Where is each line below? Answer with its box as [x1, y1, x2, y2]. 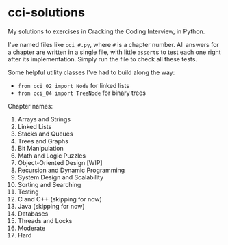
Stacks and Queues [17, 130, 73, 138]
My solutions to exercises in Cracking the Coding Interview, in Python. [8, 27, 205, 35]
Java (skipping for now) [17, 202, 85, 210]
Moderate [17, 224, 46, 232]
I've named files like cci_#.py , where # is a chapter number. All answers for [8, 40, 220, 48]
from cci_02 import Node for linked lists [17, 81, 129, 89]
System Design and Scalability [17, 173, 104, 182]
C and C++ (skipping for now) [17, 194, 102, 203]
